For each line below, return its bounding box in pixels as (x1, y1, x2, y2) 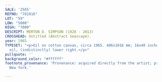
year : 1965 (5, 39, 27, 43)
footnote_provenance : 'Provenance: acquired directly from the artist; (5, 61, 152, 66)
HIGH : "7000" (5, 25, 31, 30)
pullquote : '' (5, 52, 34, 57)
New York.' (9, 66, 31, 70)
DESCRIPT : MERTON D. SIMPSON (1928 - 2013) (5, 29, 94, 34)
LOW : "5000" (5, 20, 29, 26)
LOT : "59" (5, 16, 25, 21)
